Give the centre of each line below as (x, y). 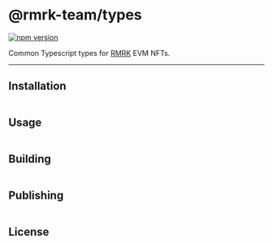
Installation (37, 86)
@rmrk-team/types (75, 15)
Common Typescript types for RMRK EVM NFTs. (89, 53)
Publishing (36, 195)
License (29, 231)
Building (30, 158)
